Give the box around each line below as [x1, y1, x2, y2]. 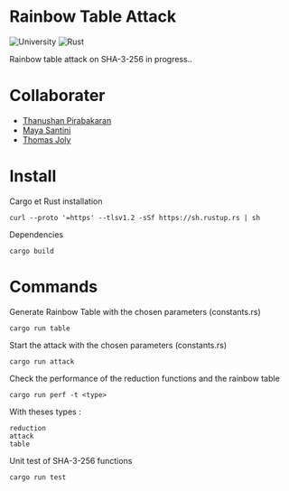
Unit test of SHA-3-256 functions [9, 455, 133, 466]
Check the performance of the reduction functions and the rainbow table [9, 373, 280, 384]
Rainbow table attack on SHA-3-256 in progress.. [9, 53, 192, 64]
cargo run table [9, 323, 70, 333]
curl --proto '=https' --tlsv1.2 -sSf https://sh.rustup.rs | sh [9, 213, 260, 222]
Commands [9, 277, 98, 297]
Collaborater [9, 86, 106, 106]
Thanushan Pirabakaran [22, 115, 112, 125]
